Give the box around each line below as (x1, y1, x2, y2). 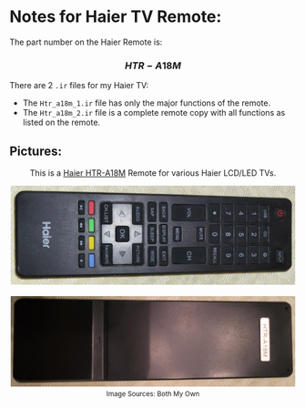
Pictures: (9, 143, 62, 158)
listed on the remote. (22, 117, 101, 128)
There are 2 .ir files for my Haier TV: (9, 80, 149, 91)
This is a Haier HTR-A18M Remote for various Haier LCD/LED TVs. (29, 168, 277, 178)
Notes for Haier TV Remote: (9, 6, 222, 27)
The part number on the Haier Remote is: (9, 36, 163, 47)
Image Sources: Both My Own (106, 389, 200, 398)
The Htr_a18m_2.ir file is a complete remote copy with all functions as (22, 107, 286, 118)
